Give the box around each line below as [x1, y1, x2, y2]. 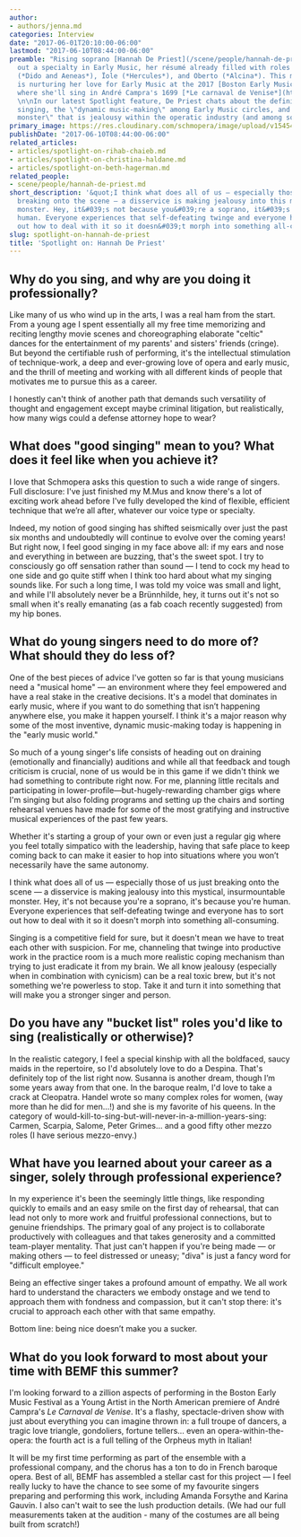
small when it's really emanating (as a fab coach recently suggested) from [9, 598, 283, 609]
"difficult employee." [9, 1260, 85, 1271]
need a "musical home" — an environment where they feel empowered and [9, 681, 287, 692]
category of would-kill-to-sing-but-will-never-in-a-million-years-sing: [9, 1110, 267, 1122]
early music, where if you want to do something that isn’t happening [9, 701, 261, 712]
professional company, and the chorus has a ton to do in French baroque [9, 1462, 278, 1472]
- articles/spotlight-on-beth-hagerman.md [9, 163, 170, 172]
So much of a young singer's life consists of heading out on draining [9, 747, 262, 757]
